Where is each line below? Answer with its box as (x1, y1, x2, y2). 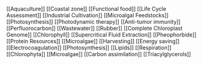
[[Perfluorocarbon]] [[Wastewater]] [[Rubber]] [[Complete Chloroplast (6, 24, 183, 32)
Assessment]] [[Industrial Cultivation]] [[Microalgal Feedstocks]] (6, 12, 169, 19)
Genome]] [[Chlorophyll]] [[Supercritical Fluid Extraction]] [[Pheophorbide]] (6, 31, 197, 38)
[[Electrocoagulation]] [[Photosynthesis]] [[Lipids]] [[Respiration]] (6, 44, 172, 51)
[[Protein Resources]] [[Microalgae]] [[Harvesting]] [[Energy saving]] (6, 38, 180, 44)
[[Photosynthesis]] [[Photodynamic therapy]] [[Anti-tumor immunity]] (6, 18, 181, 25)
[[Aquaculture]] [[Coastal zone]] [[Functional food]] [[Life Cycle (6, 5, 166, 12)
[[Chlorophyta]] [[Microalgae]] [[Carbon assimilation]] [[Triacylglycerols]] (6, 51, 192, 57)
